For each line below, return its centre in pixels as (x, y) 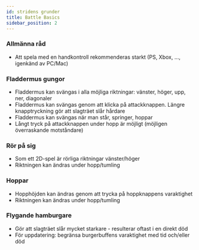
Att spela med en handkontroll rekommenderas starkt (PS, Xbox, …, (98, 57)
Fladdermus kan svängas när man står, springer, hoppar (84, 117)
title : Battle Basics (33, 17)
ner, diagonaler (33, 98)
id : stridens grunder (33, 12)
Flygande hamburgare (39, 215)
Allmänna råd (26, 44)
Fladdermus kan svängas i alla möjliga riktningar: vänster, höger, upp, (100, 92)
